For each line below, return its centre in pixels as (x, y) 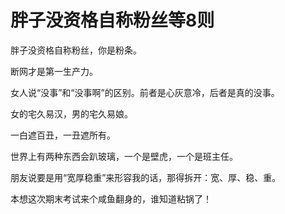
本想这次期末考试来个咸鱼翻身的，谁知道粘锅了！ (111, 198)
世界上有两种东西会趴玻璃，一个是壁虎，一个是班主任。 (124, 156)
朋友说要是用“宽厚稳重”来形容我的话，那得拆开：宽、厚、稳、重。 (146, 177)
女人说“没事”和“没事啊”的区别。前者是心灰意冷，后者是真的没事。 (145, 92)
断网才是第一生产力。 (54, 71)
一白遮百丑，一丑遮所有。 (63, 135)
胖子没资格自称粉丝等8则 (112, 20)
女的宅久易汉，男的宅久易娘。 (71, 113)
